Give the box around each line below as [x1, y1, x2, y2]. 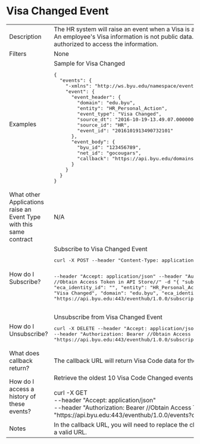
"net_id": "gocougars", [77, 150, 142, 156]
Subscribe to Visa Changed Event [54, 244, 148, 253]
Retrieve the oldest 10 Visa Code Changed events [54, 374, 193, 382]
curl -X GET [54, 389, 87, 397]
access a [9, 384, 35, 393]
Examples [9, 120, 37, 128]
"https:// [54, 411, 77, 419]
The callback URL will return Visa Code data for [54, 356, 186, 365]
